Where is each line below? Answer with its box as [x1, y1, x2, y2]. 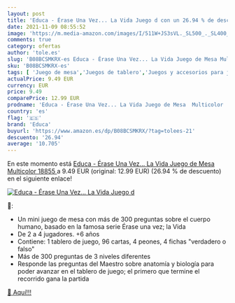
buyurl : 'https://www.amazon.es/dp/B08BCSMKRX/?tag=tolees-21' [7, 127, 196, 134]
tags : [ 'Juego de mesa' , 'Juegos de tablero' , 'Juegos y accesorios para [7, 69, 224, 76]
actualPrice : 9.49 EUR [7, 75, 73, 83]
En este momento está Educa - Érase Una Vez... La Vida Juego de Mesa [7, 160, 215, 168]
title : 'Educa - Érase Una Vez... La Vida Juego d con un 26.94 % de [7, 17, 215, 24]
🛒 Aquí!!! [7, 288, 32, 297]
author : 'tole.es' [7, 50, 61, 57]
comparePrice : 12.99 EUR [7, 95, 80, 102]
